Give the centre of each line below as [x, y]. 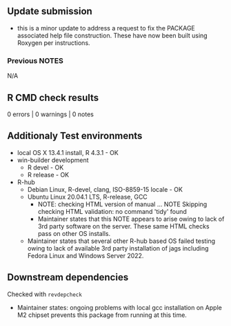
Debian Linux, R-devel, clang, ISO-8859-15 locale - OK [105, 189]
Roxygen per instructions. [54, 43]
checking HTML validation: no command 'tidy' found [112, 211]
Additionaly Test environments [75, 136]
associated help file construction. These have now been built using [112, 35]
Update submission [50, 11]
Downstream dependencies [68, 277]
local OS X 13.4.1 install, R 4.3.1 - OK [68, 152]
